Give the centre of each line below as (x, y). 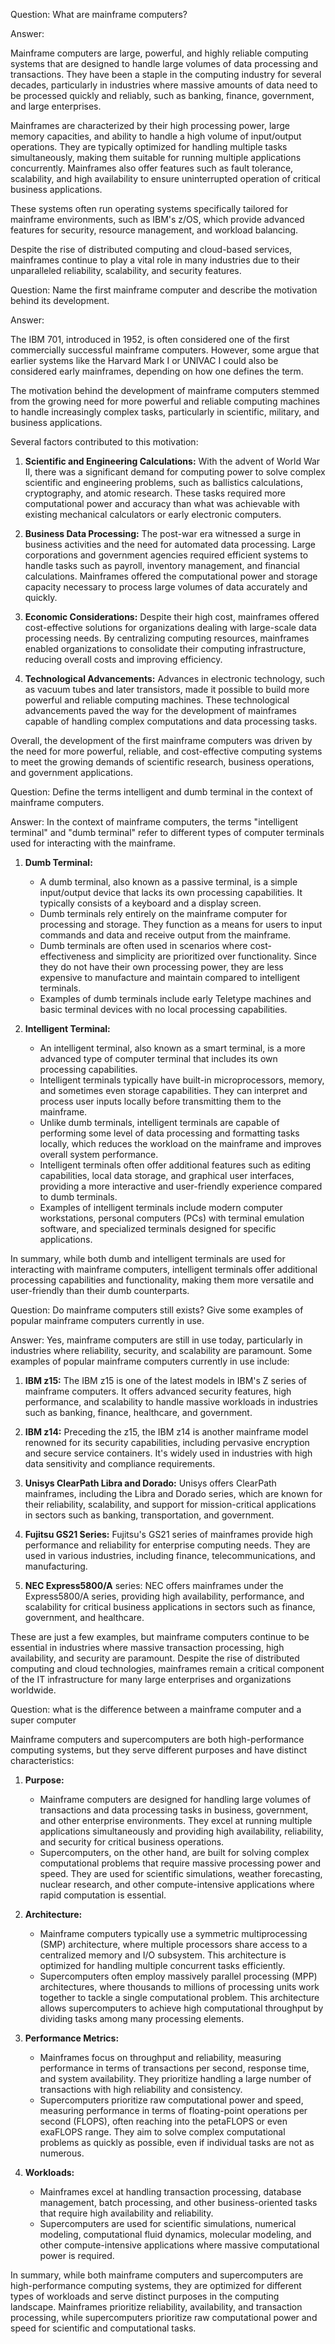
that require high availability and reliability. (126, 2213)
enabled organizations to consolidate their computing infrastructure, (165, 648)
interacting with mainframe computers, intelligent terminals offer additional (164, 1269)
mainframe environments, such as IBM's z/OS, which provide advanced (157, 219)
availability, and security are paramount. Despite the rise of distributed (155, 1658)
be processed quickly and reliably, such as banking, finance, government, (162, 95)
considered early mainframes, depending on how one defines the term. (157, 371)
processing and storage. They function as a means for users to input (181, 924)
